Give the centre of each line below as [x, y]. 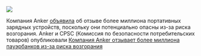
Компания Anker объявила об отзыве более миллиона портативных [94, 21]
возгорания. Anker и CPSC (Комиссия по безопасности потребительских [101, 33]
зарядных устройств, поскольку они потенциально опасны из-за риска [99, 27]
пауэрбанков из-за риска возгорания [54, 46]
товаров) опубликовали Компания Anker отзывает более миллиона [93, 40]
